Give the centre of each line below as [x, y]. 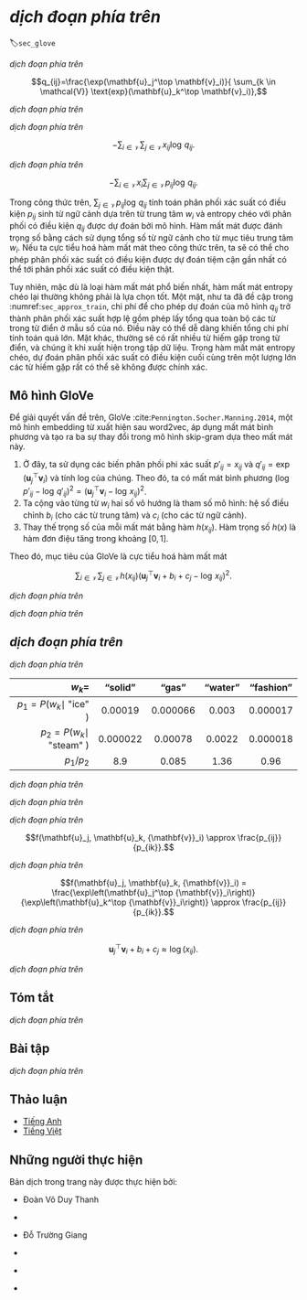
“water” [222, 688]
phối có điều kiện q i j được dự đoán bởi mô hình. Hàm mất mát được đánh [146, 227]
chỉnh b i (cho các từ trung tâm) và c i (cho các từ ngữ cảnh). [134, 516]
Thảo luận [39, 1099]
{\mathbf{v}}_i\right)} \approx [184, 902]
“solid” [120, 688]
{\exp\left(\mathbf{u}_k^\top [74, 902]
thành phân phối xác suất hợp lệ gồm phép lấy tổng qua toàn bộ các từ [143, 318]
